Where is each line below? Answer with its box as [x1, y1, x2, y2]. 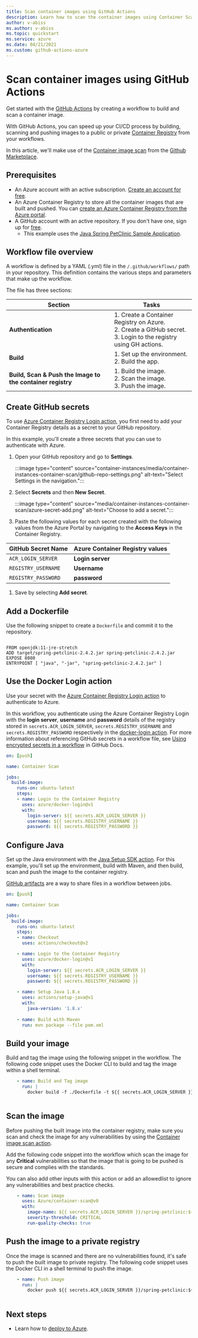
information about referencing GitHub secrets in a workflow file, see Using [6, 735, 187, 742]
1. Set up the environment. [114, 350, 187, 358]
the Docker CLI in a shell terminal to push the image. [6, 1265, 133, 1272]
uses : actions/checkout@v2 [21, 940, 88, 946]
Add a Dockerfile [6, 606, 69, 616]
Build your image [6, 1038, 70, 1048]
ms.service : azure [6, 36, 51, 42]
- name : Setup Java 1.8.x [16, 989, 81, 995]
